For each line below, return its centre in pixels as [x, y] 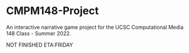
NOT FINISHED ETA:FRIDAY [40, 45]
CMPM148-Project [53, 11]
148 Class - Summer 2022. [39, 33]
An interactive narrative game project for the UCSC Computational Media [95, 27]
